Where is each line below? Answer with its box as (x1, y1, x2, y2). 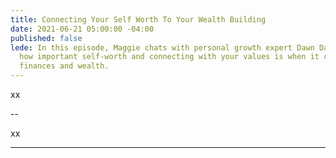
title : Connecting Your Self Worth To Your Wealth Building (10, 14, 267, 25)
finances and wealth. (19, 61, 110, 71)
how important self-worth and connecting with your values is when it (19, 52, 320, 62)
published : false (10, 33, 83, 43)
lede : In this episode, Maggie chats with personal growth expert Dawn (10, 42, 315, 53)
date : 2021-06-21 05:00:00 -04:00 (10, 24, 155, 34)
